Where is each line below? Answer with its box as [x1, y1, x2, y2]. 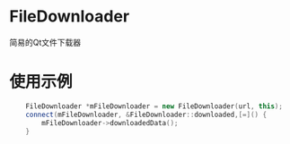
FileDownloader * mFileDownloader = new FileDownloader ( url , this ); [25, 101, 283, 111]
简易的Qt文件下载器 [9, 37, 82, 47]
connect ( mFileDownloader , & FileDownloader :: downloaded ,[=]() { [25, 110, 268, 119]
